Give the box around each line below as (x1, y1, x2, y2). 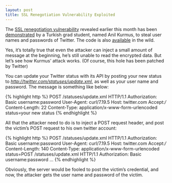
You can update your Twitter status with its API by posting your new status (5, 73, 162, 79)
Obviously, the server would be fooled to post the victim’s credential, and (5, 166, 159, 172)
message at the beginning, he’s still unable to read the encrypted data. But (5, 52, 162, 58)
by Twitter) (5, 63, 28, 69)
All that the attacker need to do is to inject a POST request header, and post (5, 119, 164, 126)
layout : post (5, 7, 33, 13)
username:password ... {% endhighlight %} (5, 156, 96, 163)
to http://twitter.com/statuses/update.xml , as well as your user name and (5, 78, 159, 84)
